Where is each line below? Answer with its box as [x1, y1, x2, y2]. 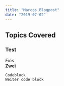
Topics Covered [5, 31, 56, 39]
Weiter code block [5, 77, 44, 82]
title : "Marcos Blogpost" [5, 7, 59, 13]
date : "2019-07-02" [5, 12, 46, 17]
